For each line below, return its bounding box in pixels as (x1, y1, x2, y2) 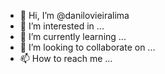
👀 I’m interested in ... (19, 20, 105, 32)
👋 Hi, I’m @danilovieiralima (19, 10, 130, 21)
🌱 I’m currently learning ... (19, 31, 127, 42)
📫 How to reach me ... (19, 53, 113, 64)
